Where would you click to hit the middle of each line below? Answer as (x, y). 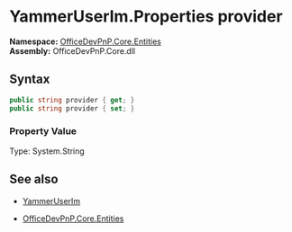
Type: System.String (47, 151)
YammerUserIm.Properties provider (146, 17)
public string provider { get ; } (72, 100)
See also (34, 179)
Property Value (43, 131)
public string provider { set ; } (72, 108)
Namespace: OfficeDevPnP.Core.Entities (86, 41)
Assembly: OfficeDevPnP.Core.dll (73, 50)
